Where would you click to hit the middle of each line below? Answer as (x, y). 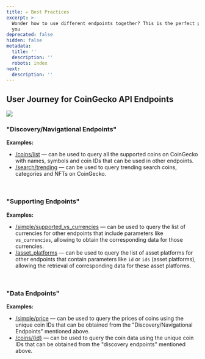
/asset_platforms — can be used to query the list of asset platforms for (104, 252)
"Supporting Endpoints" (43, 201)
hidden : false (24, 40)
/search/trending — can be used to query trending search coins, (96, 167)
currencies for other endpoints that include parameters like (89, 233)
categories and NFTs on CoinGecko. (61, 174)
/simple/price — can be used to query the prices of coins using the (99, 318)
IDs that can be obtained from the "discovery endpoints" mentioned (100, 344)
